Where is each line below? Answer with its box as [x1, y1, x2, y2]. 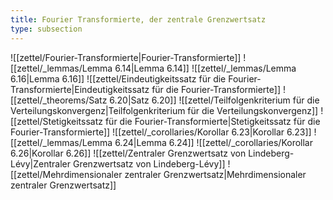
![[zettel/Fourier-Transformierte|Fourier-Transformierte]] [10, 51, 242, 63]
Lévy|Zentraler [10, 157, 72, 170]
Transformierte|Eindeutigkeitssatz [10, 83, 150, 95]
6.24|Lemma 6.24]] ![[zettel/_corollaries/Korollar [114, 136, 313, 148]
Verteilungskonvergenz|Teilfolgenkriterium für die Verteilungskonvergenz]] [10, 104, 319, 116]
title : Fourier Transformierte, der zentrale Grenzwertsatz [10, 14, 267, 25]
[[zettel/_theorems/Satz [10, 94, 108, 106]
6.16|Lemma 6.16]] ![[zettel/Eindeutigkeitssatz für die [10, 72, 227, 85]
